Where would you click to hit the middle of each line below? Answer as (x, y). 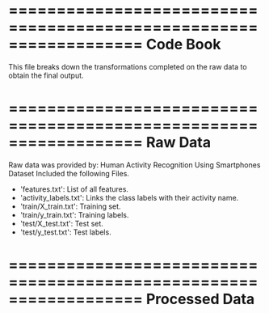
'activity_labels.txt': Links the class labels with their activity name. (129, 197)
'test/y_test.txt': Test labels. (65, 232)
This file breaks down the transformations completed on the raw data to (128, 66)
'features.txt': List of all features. (74, 189)
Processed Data (200, 299)
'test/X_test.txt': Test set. (61, 223)
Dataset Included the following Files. (69, 173)
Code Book (183, 44)
